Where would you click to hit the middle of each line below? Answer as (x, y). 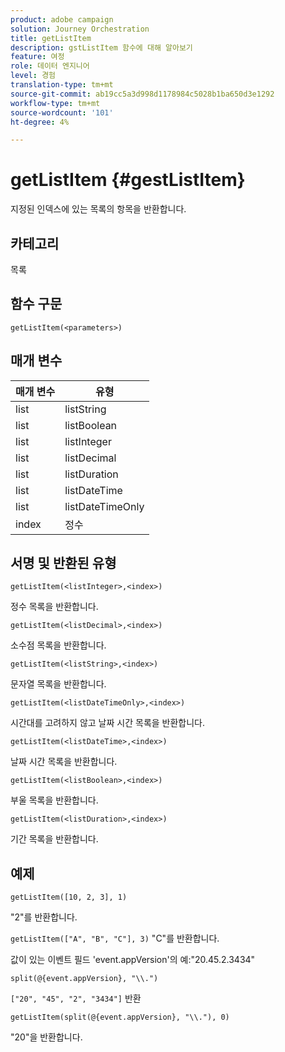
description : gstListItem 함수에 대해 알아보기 (101, 47)
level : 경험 (33, 76)
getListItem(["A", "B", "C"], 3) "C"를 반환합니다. (115, 938)
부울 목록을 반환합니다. (54, 800)
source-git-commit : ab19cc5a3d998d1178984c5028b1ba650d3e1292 (142, 94)
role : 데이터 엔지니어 (50, 66)
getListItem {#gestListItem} (128, 180)
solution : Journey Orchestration (80, 29)
